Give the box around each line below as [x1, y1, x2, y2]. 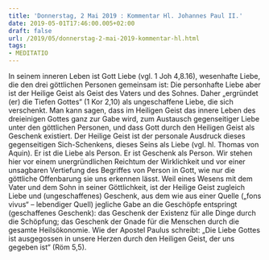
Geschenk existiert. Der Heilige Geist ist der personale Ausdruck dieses [8, 131, 246, 141]
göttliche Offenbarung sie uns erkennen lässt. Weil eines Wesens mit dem [8, 174, 254, 184]
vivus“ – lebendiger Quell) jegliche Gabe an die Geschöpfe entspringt [8, 200, 238, 209]
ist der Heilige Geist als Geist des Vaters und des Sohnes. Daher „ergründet [8, 89, 259, 97]
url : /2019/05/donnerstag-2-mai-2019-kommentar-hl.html [8, 34, 200, 43]
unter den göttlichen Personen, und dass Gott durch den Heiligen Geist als [8, 122, 255, 132]
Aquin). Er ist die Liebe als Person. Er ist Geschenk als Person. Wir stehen [8, 148, 253, 158]
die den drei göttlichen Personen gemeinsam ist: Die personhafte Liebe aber [8, 80, 262, 89]
